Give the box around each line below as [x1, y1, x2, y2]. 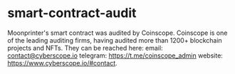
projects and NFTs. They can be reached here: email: [7, 43, 163, 52]
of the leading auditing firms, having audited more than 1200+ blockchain [7, 36, 222, 44]
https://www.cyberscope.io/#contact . [7, 58, 117, 67]
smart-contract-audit [7, 5, 137, 21]
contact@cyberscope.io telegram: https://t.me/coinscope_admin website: [7, 51, 223, 60]
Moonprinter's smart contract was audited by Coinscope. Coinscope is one [7, 28, 228, 37]
